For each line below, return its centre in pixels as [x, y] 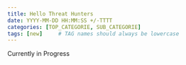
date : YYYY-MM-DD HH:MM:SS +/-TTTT [60, 20]
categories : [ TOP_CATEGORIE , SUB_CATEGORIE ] [74, 27]
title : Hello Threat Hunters [50, 14]
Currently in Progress [38, 54]
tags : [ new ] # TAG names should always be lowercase [93, 34]
